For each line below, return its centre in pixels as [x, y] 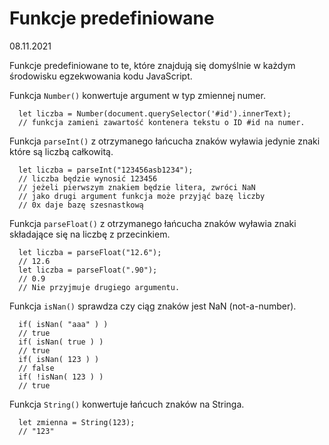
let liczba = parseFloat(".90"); [88, 270]
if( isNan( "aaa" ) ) [63, 324]
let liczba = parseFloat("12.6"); [90, 252]
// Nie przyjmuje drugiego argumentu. [99, 287]
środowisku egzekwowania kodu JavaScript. [101, 76]
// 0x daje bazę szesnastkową [81, 205]
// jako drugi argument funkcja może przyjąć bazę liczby [142, 196]
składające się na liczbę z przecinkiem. [90, 234]
